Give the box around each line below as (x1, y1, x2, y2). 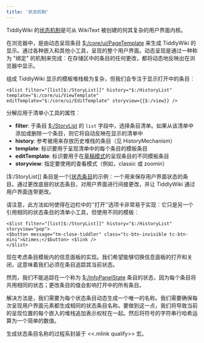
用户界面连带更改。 (6, 188, 55, 195)
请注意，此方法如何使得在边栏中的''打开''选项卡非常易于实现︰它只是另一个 (6, 201, 194, 208)
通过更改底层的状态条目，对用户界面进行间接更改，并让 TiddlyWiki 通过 (16, 180, 195, 188)
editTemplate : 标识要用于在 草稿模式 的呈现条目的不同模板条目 (15, 152, 169, 160)
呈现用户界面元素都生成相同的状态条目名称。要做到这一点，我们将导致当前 (11, 302, 198, 309)
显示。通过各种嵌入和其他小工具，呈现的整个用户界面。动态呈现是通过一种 (6, 47, 192, 54)
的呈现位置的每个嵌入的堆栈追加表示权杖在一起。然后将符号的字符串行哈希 (6, 309, 192, 316)
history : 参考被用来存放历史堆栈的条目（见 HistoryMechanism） (15, 137, 176, 144)
